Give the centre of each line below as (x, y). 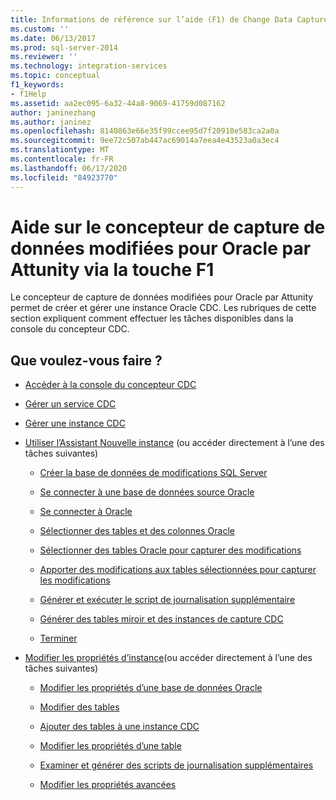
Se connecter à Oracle (86, 512)
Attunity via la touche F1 (112, 269)
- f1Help (28, 94)
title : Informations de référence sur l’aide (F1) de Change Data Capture (169, 19)
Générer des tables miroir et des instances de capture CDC (161, 619)
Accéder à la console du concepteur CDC (110, 385)
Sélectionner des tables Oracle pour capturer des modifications (170, 550)
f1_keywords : (37, 85)
